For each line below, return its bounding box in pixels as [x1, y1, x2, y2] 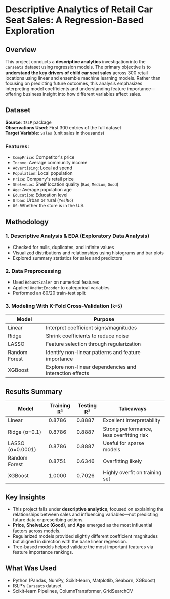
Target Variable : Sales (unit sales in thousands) [5, 130, 105, 136]
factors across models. [12, 527, 61, 534]
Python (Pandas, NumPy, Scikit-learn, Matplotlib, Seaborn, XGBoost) [12, 577, 156, 583]
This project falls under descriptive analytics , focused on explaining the [12, 506, 164, 512]
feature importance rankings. [12, 549, 73, 555]
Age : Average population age [12, 187, 72, 193]
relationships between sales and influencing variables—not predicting [12, 511, 158, 518]
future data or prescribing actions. [12, 517, 84, 523]
